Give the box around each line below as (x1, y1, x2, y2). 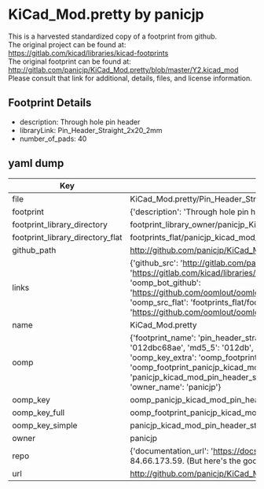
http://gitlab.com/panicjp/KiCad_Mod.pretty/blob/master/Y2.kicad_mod (8, 65, 239, 74)
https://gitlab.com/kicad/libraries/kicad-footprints (8, 48, 169, 57)
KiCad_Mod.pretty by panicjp (8, 6, 204, 24)
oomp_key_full (12, 407, 65, 418)
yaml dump (8, 157, 64, 170)
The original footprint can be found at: (8, 57, 131, 66)
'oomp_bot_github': (129, 277, 201, 288)
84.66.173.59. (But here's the (129, 455, 241, 466)
